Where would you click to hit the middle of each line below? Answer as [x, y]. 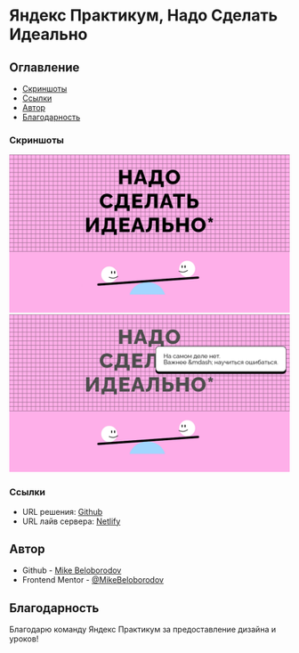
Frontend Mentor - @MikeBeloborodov [93, 580]
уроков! [24, 639]
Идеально [48, 34]
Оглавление [44, 67]
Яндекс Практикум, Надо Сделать [144, 16]
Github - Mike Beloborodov [72, 570]
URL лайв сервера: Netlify [71, 521]
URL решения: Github [62, 511]
